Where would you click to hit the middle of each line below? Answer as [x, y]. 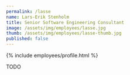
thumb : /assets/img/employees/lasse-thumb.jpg [64, 33]
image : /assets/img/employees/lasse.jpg [56, 28]
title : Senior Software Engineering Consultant [65, 22]
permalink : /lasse [28, 11]
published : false [27, 39]
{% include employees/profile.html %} [52, 55]
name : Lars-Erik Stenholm [37, 17]
